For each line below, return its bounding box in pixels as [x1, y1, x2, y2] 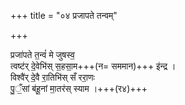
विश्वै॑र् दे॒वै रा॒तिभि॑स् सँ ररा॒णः [10, 71, 95, 83]
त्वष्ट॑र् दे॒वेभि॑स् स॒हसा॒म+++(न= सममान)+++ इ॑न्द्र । [10, 60, 177, 72]
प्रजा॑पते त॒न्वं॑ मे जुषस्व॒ [10, 49, 75, 60]
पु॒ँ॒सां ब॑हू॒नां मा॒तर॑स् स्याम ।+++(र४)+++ [10, 83, 148, 94]
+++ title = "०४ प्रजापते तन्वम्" [10, 10, 118, 21]
